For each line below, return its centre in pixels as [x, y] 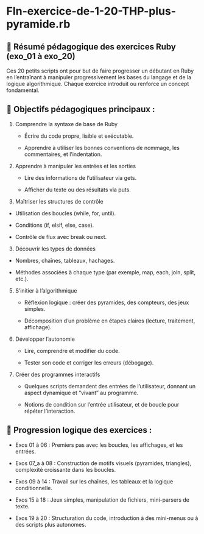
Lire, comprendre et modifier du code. [72, 351]
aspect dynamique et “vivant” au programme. [81, 393]
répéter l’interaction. [50, 411]
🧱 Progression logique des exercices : [79, 430]
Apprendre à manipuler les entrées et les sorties [75, 166]
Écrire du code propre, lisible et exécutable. [79, 136]
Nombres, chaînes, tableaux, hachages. [65, 260]
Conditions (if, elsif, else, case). [55, 225]
